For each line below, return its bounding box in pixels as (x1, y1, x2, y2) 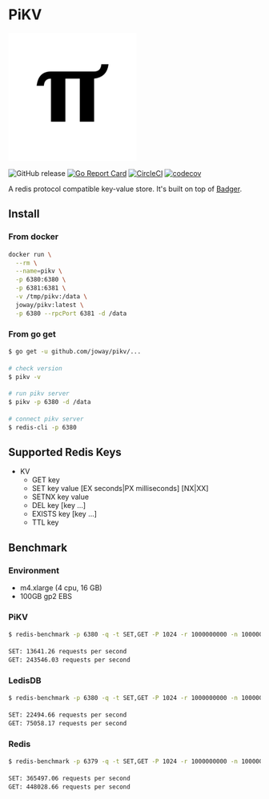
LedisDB (8, 674, 42, 685)
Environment (8, 565, 60, 576)
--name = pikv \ (15, 267, 62, 275)
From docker (8, 231, 58, 242)
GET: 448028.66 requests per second (8, 782, 130, 791)
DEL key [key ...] (31, 501, 86, 510)
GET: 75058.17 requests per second (8, 719, 127, 727)
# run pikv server (8, 390, 70, 398)
